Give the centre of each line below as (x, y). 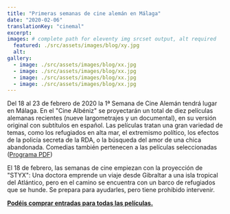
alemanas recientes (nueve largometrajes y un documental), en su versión (112, 118)
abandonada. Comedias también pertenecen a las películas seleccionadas (112, 147)
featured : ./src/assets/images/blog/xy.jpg (76, 45)
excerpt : (20, 33)
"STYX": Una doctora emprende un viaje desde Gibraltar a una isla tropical (113, 175)
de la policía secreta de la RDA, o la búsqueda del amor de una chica (104, 140)
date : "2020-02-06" (35, 20)
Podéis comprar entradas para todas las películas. (80, 203)
